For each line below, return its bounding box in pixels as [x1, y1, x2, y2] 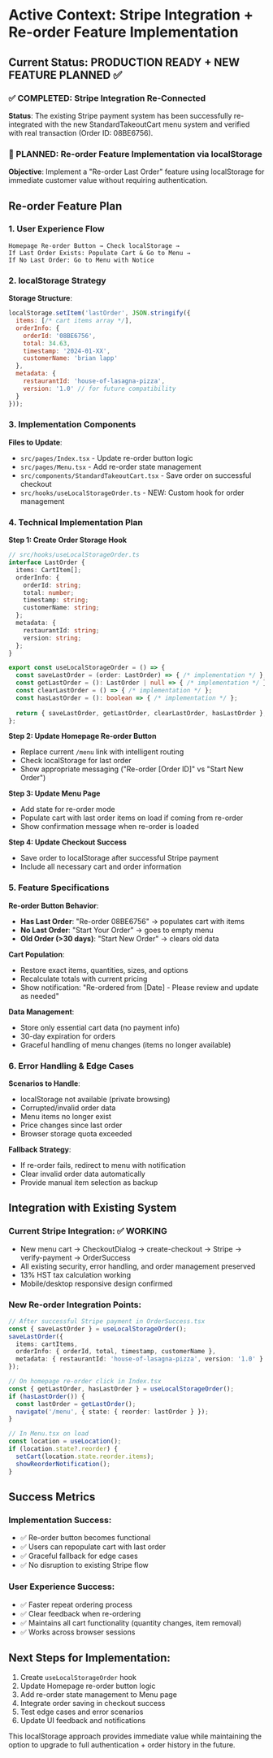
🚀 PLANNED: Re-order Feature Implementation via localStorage [8, 148, 262, 159]
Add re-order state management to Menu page [19, 1690, 177, 1699]
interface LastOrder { [8, 558, 85, 566]
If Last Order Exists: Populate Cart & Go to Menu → [8, 249, 191, 257]
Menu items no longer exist [19, 1111, 112, 1121]
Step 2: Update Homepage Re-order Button [8, 731, 157, 741]
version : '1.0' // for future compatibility [23, 384, 176, 393]
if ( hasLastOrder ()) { [8, 1392, 85, 1400]
